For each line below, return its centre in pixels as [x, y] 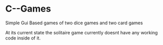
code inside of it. [23, 38]
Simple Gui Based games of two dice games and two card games [74, 23]
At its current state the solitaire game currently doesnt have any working [81, 32]
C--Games [28, 9]
